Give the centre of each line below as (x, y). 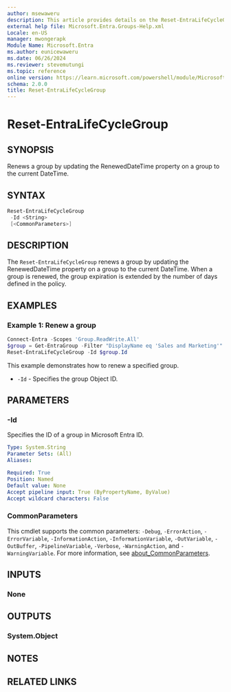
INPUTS (24, 575)
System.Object (33, 636)
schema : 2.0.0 (27, 84)
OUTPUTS (29, 617)
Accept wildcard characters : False (58, 499)
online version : (30, 77)
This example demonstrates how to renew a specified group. (93, 365)
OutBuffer (21, 546)
